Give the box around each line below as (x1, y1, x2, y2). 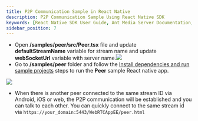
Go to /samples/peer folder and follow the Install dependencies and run (14, 61, 190, 68)
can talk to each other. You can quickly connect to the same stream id (14, 102, 184, 109)
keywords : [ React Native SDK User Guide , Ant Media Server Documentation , (6, 19, 194, 25)
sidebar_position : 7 (6, 25, 57, 31)
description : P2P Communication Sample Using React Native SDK (6, 14, 165, 20)
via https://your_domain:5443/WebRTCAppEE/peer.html (14, 109, 146, 116)
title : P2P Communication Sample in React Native (6, 8, 131, 15)
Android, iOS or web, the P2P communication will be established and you (14, 96, 192, 103)
